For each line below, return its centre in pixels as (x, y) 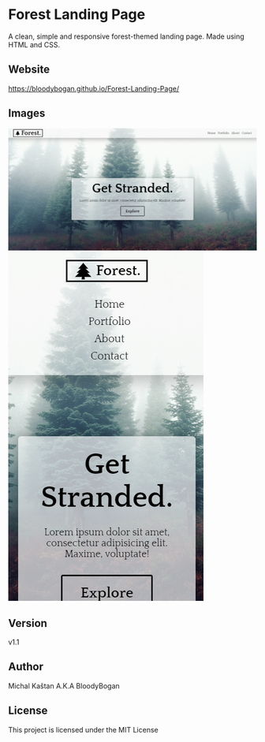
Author (26, 667)
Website (29, 70)
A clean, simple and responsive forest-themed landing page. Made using (126, 36)
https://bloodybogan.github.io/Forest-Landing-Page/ (94, 88)
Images (27, 113)
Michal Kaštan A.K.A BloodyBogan (64, 686)
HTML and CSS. (34, 44)
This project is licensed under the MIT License (84, 729)
